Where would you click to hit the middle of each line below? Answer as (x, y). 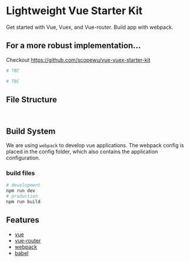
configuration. (23, 158)
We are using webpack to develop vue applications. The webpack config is (95, 145)
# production (22, 196)
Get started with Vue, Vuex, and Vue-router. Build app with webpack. (90, 27)
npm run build (24, 202)
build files (21, 173)
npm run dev (21, 191)
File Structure (31, 99)
